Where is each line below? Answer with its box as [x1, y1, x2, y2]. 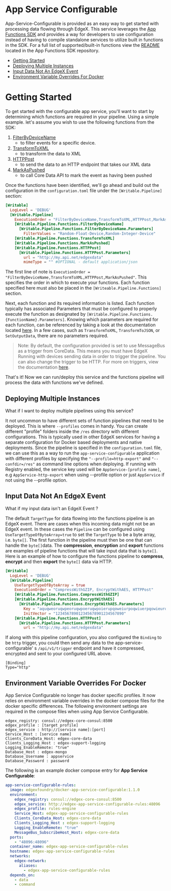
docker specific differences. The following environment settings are [5, 703, 148, 709]
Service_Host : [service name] [5, 732, 72, 737]
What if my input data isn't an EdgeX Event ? [5, 505, 98, 511]
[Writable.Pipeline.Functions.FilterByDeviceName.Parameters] [18, 227, 154, 232]
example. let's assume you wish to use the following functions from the [5, 119, 155, 125]
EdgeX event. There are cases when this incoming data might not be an [5, 520, 155, 526]
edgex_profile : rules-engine [14, 806, 76, 812]
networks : [10, 854, 31, 859]
